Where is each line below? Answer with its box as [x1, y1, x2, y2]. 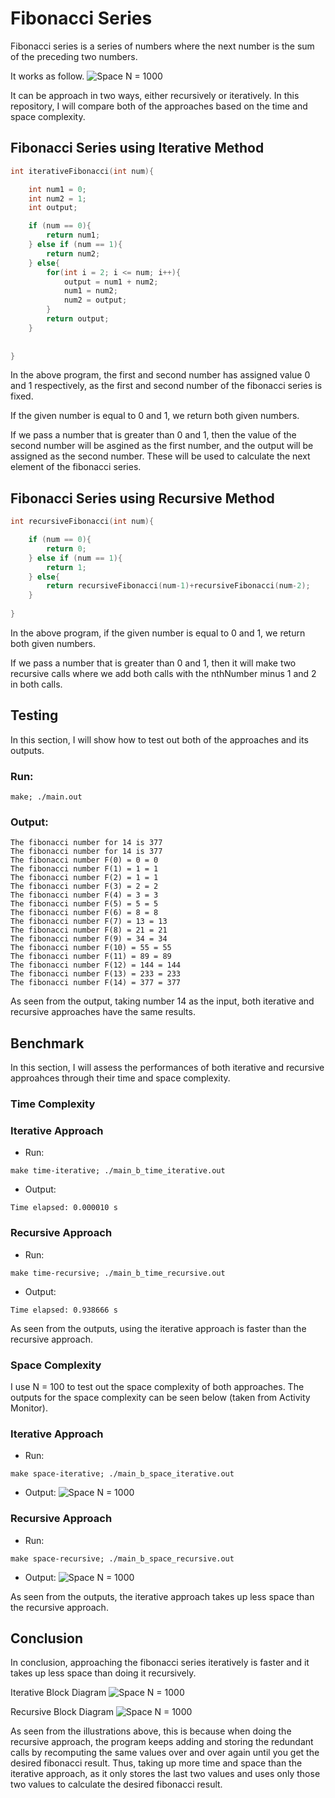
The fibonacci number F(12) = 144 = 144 [10, 960, 182, 971]
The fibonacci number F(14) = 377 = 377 [10, 978, 182, 988]
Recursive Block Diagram [10, 1706, 114, 1718]
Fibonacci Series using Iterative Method [10, 140, 265, 157]
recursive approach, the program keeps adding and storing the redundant [10, 1736, 314, 1748]
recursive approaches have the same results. [10, 1006, 196, 1018]
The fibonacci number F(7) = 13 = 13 [10, 917, 168, 927]
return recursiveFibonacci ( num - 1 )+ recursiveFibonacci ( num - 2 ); [46, 581, 311, 591]
